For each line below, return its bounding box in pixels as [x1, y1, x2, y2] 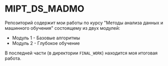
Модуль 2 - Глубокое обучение [12, 40, 80, 46]
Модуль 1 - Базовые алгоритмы [12, 35, 80, 41]
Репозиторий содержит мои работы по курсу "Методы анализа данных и [5, 20, 163, 26]
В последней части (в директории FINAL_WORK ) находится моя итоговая [5, 50, 158, 56]
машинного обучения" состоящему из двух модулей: [5, 25, 120, 31]
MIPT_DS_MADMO [5, 3, 85, 15]
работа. [5, 55, 21, 61]
